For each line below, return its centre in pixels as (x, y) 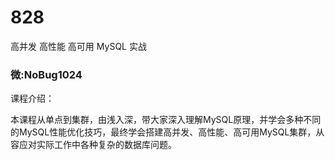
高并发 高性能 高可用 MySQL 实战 (78, 46)
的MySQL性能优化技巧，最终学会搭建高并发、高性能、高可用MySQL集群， (163, 132)
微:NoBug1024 (46, 74)
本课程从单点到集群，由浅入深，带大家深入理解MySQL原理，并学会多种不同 (166, 120)
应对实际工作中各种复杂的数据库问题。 (97, 145)
